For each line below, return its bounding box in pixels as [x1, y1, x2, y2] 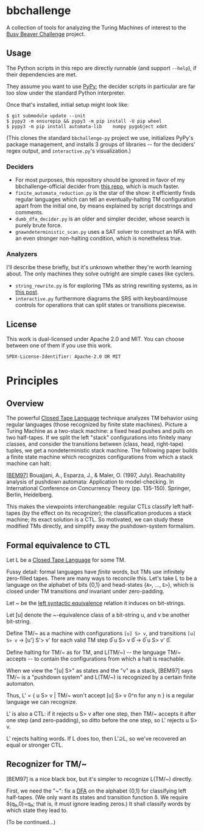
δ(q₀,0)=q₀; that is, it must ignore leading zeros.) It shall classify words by [6, 800, 191, 807]
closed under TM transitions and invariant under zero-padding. [6, 587, 164, 595]
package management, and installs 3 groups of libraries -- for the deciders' [6, 140, 196, 148]
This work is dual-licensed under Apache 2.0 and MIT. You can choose [6, 335, 185, 343]
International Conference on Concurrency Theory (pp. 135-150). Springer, [6, 485, 191, 492]
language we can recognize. [6, 698, 78, 705]
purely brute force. [15, 222, 63, 229]
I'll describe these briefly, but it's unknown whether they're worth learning [6, 264, 192, 271]
